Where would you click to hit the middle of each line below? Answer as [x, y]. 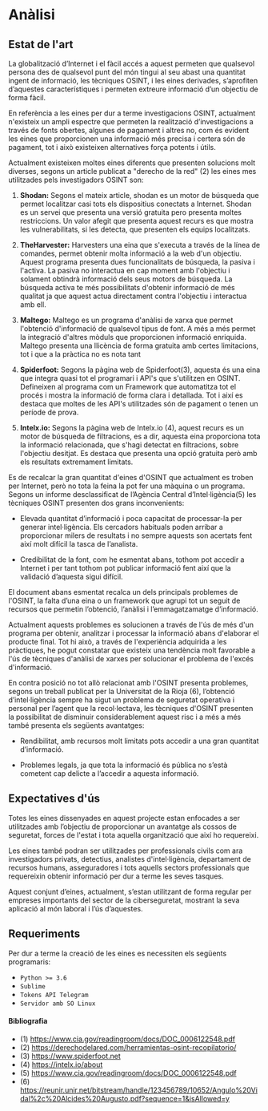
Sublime [32, 986]
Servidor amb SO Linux [58, 1004]
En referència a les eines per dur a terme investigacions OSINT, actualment [132, 113]
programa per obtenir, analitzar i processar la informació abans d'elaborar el [134, 633]
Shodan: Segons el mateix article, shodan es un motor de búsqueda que [140, 195]
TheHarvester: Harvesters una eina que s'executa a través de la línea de [140, 245]
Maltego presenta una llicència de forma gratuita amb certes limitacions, [139, 345]
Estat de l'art [41, 44]
